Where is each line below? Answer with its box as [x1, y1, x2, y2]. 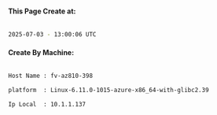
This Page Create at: [8, 6, 76, 16]
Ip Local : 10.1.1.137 [8, 101, 86, 109]
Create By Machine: [8, 47, 75, 57]
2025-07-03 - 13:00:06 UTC [8, 31, 97, 39]
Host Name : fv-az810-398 [8, 72, 93, 80]
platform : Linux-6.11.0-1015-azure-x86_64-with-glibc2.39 [8, 87, 210, 95]
